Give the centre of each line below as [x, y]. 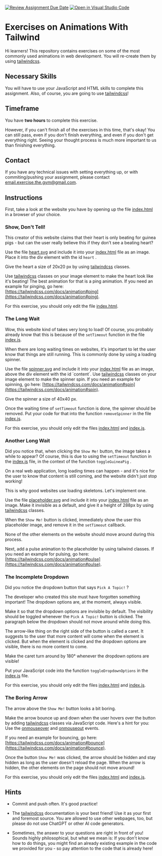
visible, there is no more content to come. [46, 647]
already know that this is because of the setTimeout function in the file [75, 335]
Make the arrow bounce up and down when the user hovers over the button [80, 718]
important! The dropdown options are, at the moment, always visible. [74, 602]
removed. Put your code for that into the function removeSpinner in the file [78, 413]
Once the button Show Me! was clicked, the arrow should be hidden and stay [81, 757]
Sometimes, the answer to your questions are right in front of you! [78, 833]
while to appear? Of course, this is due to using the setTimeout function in [78, 456]
